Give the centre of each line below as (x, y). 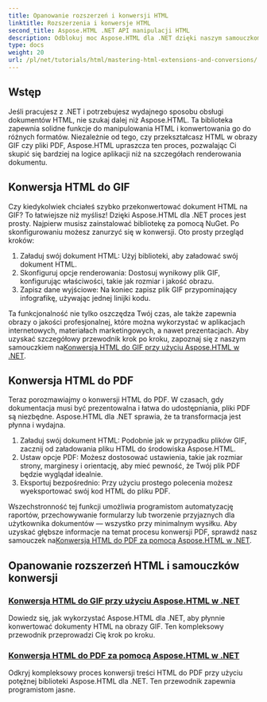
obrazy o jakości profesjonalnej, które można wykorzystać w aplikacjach (127, 322)
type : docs (26, 45)
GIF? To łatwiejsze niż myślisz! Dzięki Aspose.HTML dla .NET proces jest (127, 215)
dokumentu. (28, 162)
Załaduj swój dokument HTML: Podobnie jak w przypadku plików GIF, (133, 441)
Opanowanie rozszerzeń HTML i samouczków (124, 565)
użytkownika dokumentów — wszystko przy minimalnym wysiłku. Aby (123, 524)
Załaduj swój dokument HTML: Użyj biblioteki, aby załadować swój (129, 255)
